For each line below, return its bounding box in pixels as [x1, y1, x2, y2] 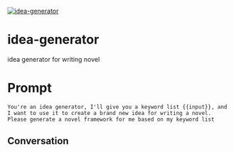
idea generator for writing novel [7, 55, 100, 63]
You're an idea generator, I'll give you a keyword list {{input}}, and [7, 103, 228, 110]
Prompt [7, 80, 52, 96]
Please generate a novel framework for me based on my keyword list [7, 116, 215, 123]
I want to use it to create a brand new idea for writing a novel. [7, 109, 212, 116]
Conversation [7, 135, 69, 147]
